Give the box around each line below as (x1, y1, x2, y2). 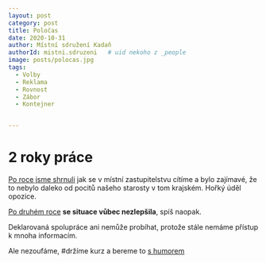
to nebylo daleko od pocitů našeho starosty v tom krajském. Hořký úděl (8, 184, 241, 193)
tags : (8, 64, 26, 72)
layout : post (8, 11, 52, 20)
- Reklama (15, 78, 48, 86)
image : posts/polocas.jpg (8, 56, 94, 64)
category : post (8, 19, 59, 27)
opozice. (8, 191, 37, 201)
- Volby (15, 71, 41, 79)
